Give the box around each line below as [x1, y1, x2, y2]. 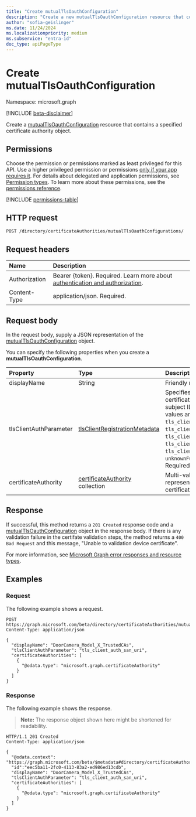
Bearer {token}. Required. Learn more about [52, 272, 173, 280]
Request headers [6, 244, 70, 254]
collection [78, 482, 106, 490]
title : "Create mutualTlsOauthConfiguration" [6, 8, 118, 15]
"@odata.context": [11, 754, 57, 760]
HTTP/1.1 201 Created [6, 733, 59, 740]
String [78, 379, 95, 387]
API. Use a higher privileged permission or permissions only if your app [6, 166, 177, 173]
